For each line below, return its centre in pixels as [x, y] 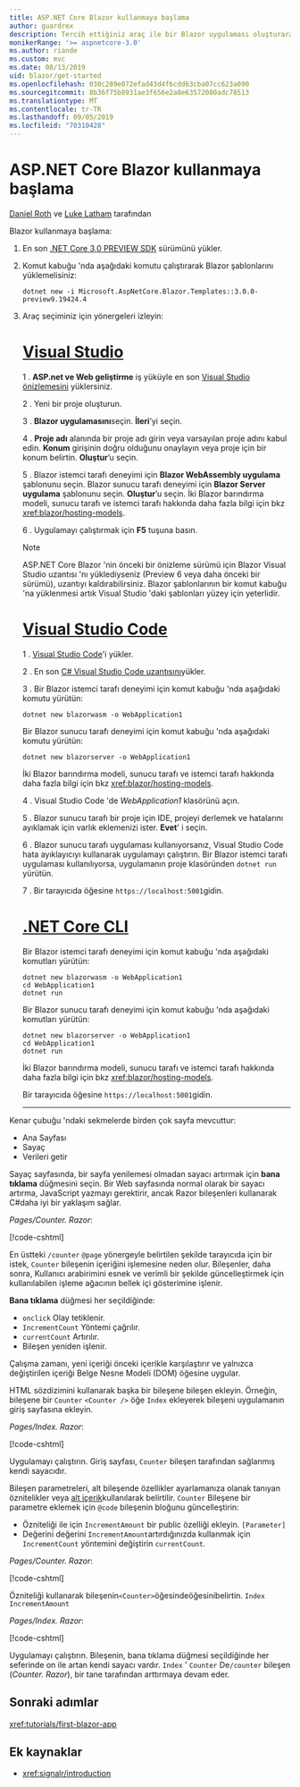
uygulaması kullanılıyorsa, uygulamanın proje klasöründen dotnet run [149, 863]
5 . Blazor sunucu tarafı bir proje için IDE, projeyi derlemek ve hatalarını [153, 817]
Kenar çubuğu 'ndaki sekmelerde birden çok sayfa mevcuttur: [123, 1120]
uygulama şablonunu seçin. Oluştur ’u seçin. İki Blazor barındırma [143, 494]
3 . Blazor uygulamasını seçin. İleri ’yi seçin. [102, 420]
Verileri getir [45, 1156]
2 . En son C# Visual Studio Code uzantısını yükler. [114, 671]
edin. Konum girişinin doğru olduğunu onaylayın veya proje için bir [144, 447]
